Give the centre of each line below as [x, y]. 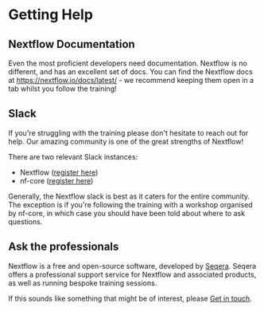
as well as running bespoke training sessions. [83, 283]
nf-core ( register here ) [56, 180]
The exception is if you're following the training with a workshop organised [130, 204]
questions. [25, 222]
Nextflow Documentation [72, 44]
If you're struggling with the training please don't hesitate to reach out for [128, 132]
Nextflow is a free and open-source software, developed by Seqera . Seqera [132, 266]
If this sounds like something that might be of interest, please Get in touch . [130, 298]
